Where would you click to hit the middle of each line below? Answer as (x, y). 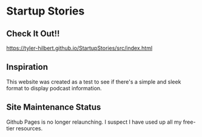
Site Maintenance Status (54, 107)
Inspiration (27, 67)
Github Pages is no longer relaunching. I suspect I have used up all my (94, 122)
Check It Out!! (33, 34)
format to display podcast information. (54, 88)
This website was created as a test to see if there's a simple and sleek (94, 82)
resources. (29, 128)
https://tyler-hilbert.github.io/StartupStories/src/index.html (79, 48)
